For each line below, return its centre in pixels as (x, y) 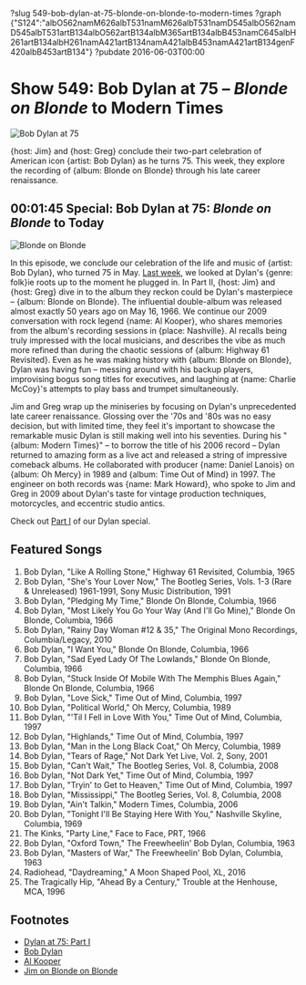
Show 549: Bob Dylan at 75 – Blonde (149, 89)
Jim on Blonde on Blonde (71, 971)
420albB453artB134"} (52, 52)
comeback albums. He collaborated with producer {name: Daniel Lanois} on (153, 464)
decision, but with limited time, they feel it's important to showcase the (143, 425)
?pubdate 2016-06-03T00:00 (150, 52)
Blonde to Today (57, 223)
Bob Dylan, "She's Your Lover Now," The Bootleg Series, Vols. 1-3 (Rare (158, 581)
